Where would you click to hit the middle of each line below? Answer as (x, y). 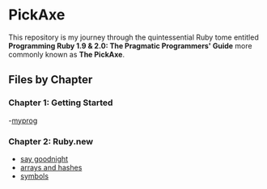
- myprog (23, 120)
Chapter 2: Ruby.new (51, 141)
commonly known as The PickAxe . (67, 54)
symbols (34, 176)
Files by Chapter (51, 80)
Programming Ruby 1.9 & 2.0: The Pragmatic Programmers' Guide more (130, 45)
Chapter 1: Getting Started (61, 103)
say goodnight (44, 158)
